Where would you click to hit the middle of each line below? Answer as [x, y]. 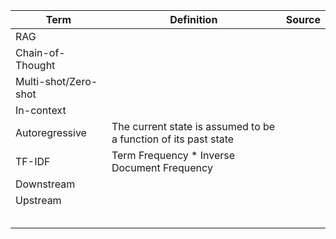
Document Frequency [162, 167]
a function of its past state [173, 139]
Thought [35, 65]
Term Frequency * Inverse [173, 155]
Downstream [45, 184]
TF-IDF [33, 161]
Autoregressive [51, 132]
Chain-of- [40, 52]
